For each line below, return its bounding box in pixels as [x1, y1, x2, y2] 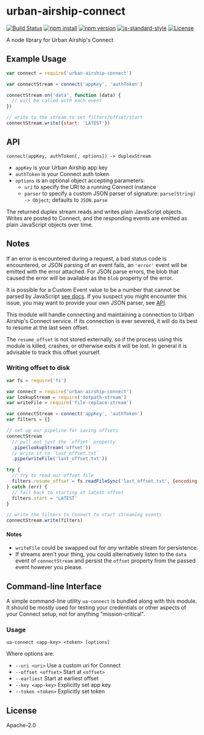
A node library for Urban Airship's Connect [6, 36, 114, 43]
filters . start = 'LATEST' [12, 495, 78, 501]
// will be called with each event [12, 98, 102, 104]
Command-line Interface [6, 581, 102, 592]
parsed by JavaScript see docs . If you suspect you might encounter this [6, 293, 187, 300]
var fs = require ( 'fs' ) [6, 377, 67, 383]
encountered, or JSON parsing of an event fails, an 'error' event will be [6, 261, 188, 269]
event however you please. [15, 564, 83, 571]
